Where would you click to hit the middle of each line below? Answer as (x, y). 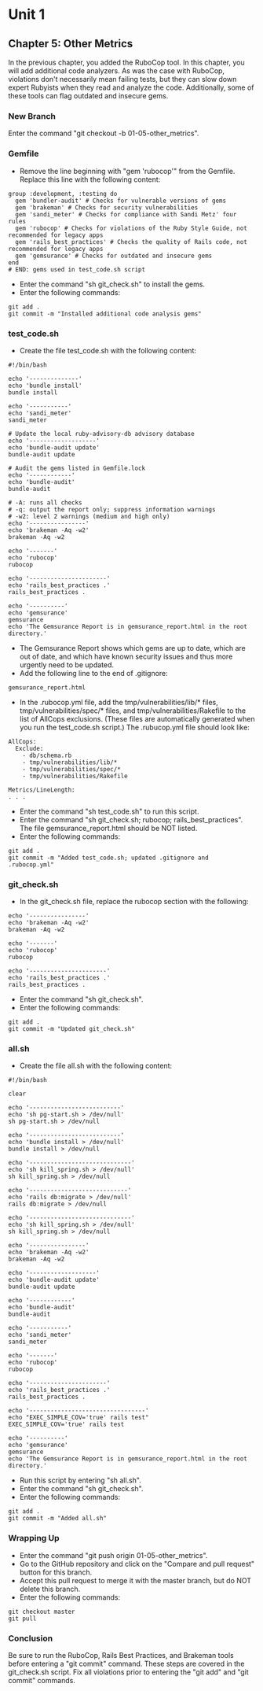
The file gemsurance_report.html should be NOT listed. (108, 828)
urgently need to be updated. (67, 665)
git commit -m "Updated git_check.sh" (71, 1029)
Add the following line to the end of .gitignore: (94, 673)
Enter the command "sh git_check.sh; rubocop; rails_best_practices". (131, 819)
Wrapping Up (34, 1538)
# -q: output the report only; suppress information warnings (112, 509)
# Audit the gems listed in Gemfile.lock (77, 468)
